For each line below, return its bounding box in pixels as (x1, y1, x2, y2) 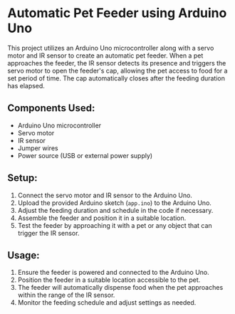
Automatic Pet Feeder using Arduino (7, 5, 227, 21)
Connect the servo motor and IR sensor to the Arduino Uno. (17, 191, 192, 199)
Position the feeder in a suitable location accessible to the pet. (17, 276, 201, 284)
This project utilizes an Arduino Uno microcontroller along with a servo (7, 43, 214, 52)
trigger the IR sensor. (17, 229, 80, 237)
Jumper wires (17, 144, 58, 152)
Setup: (7, 172, 38, 184)
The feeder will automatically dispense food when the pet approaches (17, 283, 224, 292)
